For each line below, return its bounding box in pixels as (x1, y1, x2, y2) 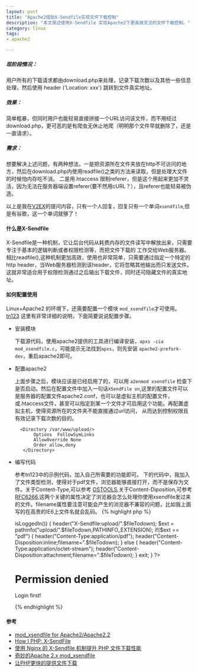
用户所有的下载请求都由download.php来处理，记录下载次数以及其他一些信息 (6, 77, 191, 84)
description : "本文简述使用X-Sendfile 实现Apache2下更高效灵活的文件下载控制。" (6, 20, 190, 26)
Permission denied (14, 572, 109, 586)
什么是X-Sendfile (6, 225, 49, 232)
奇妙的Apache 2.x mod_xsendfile (14, 652, 96, 659)
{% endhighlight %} (14, 603, 63, 611)
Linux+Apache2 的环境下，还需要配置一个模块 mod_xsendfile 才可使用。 (6, 305, 180, 312)
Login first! (14, 592, 41, 599)
